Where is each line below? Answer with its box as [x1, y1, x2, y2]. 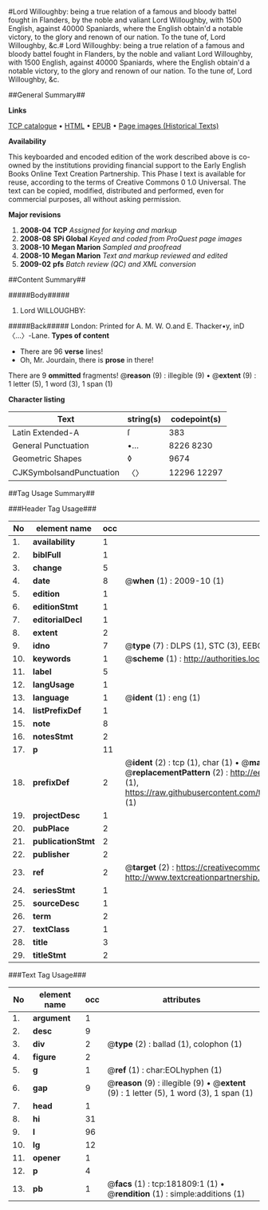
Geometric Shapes [12, 453, 82, 464]
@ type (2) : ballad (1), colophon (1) [107, 1038, 242, 1049]
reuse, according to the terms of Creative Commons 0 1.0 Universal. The [8, 177, 246, 187]
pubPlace [33, 823, 70, 834]
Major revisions [8, 210, 61, 219]
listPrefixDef [33, 705, 82, 716]
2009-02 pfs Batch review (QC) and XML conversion [19, 260, 197, 268]
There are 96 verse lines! [19, 347, 104, 356]
